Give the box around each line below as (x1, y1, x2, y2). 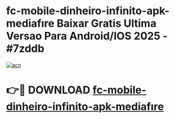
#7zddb (6, 42, 44, 56)
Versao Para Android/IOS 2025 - (6, 30, 168, 43)
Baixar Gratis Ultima (56, 17, 157, 30)
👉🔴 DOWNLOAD (6, 83, 90, 97)
